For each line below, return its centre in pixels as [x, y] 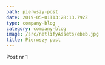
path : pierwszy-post [32, 12]
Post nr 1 [17, 57]
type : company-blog [31, 23]
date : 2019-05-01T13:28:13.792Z [47, 17]
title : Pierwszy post [34, 40]
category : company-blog [36, 29]
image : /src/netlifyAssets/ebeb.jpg [52, 34]
